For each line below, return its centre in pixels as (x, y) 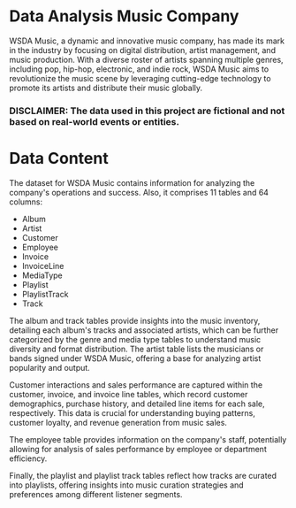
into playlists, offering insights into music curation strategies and (127, 485)
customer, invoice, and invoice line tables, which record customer (129, 394)
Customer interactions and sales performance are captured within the (136, 385)
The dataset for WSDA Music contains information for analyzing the (132, 182)
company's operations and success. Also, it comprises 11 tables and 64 (139, 192)
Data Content (59, 159)
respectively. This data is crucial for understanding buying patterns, (133, 412)
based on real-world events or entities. (94, 121)
